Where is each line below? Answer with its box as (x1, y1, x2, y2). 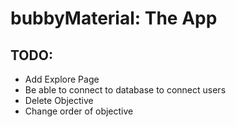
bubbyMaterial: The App (10, 7, 218, 30)
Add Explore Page (24, 73, 100, 85)
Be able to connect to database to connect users (24, 84, 227, 96)
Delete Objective (24, 95, 94, 106)
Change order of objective (24, 105, 134, 117)
